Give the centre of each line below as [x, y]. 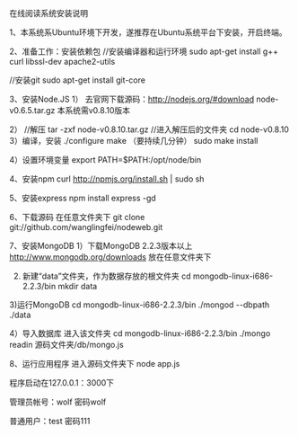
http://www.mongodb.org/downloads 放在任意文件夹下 [110, 257]
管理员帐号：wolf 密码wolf [58, 402]
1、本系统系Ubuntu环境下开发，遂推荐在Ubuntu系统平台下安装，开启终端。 [148, 32]
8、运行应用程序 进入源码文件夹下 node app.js [95, 364]
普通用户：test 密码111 [50, 421]
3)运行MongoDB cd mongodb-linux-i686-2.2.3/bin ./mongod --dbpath [140, 305]
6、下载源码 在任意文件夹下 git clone [77, 217]
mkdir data [78, 286]
